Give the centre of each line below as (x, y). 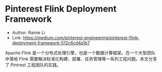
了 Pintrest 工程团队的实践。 (33, 65)
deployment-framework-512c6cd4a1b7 (51, 43)
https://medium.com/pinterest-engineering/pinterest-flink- (81, 38)
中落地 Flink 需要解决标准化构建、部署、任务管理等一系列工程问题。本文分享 (81, 58)
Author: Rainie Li (28, 32)
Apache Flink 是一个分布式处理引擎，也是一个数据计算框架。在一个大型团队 (80, 53)
